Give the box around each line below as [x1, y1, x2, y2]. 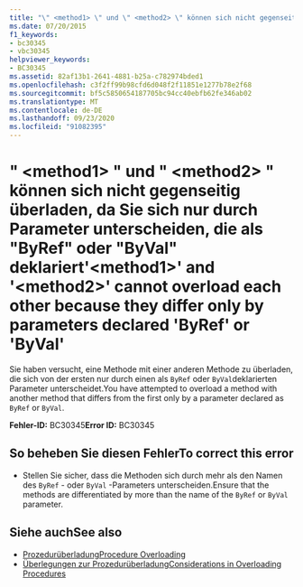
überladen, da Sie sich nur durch [9, 200, 259, 220]
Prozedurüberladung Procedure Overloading [22, 548, 187, 560]
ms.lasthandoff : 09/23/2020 [9, 114, 115, 123]
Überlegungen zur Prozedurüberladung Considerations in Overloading [22, 558, 282, 569]
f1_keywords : [9, 30, 59, 39]
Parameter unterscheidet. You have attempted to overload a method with [9, 383, 278, 394]
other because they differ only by [9, 295, 264, 316]
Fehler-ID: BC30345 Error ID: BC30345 [9, 419, 155, 430]
